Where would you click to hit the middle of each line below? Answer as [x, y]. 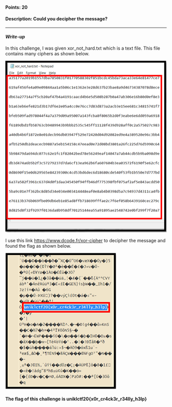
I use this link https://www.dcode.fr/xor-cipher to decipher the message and [85, 240]
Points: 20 [17, 7]
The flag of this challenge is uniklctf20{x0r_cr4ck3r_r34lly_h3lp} [76, 399]
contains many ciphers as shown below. [47, 53]
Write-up [15, 37]
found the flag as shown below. [38, 246]
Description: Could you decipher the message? [57, 19]
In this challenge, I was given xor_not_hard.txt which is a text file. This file [83, 48]
